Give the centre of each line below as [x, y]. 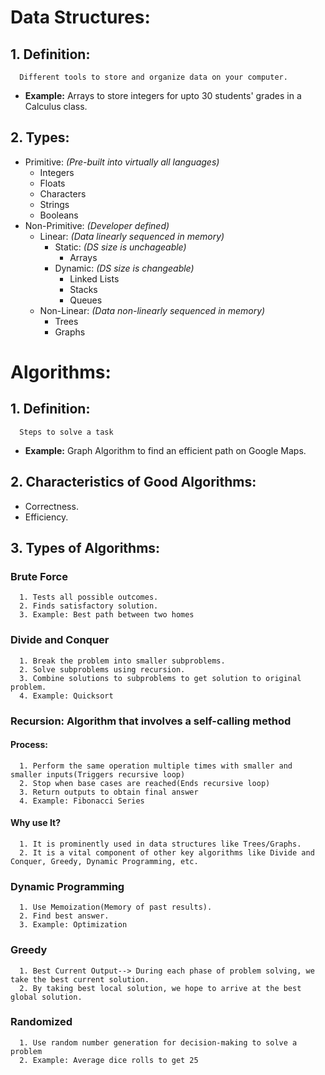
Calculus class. [56, 106]
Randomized [41, 1022]
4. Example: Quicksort [66, 696]
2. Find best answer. [64, 916]
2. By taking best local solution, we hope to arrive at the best [160, 988]
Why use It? [36, 823]
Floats [52, 183]
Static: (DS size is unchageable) [120, 247]
